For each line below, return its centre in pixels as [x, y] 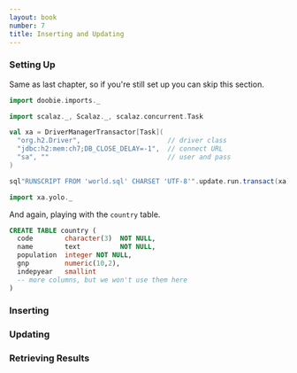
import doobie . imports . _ [55, 100]
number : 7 [27, 26]
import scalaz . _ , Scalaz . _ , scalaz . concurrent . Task [106, 116]
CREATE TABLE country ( [53, 230]
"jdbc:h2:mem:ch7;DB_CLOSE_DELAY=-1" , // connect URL [120, 149]
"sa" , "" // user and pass [124, 157]
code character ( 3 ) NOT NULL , [87, 239]
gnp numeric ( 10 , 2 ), [69, 264]
